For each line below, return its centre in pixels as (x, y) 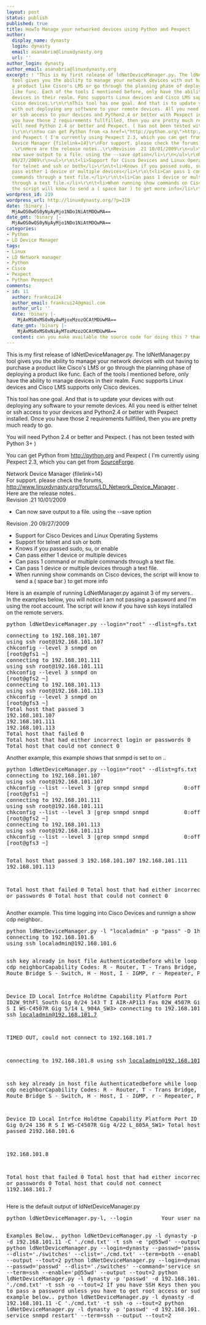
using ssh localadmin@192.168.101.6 (61, 943)
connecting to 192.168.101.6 (50, 937)
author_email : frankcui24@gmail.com (59, 303)
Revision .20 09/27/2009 (38, 523)
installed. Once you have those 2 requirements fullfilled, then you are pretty (102, 418)
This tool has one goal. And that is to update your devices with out (90, 399)
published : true (27, 23)
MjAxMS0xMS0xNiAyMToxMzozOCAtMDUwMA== (67, 331)
